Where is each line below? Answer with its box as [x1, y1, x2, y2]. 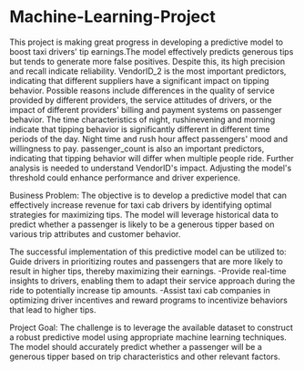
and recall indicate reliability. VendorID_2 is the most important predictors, [9, 66, 287, 77]
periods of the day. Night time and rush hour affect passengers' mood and [9, 133, 289, 144]
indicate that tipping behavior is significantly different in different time [9, 123, 270, 134]
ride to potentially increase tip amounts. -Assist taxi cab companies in [9, 284, 271, 295]
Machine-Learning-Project [9, 6, 216, 27]
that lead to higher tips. [9, 304, 96, 315]
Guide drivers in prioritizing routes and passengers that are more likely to [9, 255, 284, 266]
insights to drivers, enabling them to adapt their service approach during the [9, 275, 296, 286]
